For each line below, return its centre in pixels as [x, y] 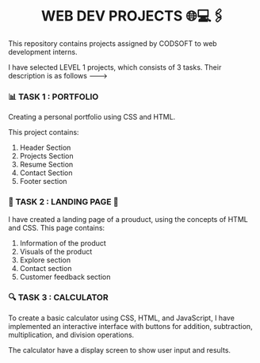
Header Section [45, 147]
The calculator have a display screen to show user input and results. [120, 350]
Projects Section [46, 156]
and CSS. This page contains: [57, 227]
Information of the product [63, 243]
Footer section [43, 181]
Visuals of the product [56, 251]
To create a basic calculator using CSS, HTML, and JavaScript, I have [122, 318]
